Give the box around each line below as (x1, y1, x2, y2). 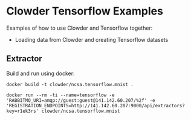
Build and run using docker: (6, 70, 75, 77)
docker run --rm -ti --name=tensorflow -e (6, 92, 115, 98)
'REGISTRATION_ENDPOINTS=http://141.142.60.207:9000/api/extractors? (6, 102, 186, 108)
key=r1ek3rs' (6, 108, 39, 114)
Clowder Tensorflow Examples (6, 4, 163, 18)
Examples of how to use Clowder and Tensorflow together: (6, 24, 153, 32)
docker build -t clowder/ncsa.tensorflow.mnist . (6, 81, 134, 87)
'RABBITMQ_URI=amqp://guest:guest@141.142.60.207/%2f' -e (6, 97, 155, 104)
